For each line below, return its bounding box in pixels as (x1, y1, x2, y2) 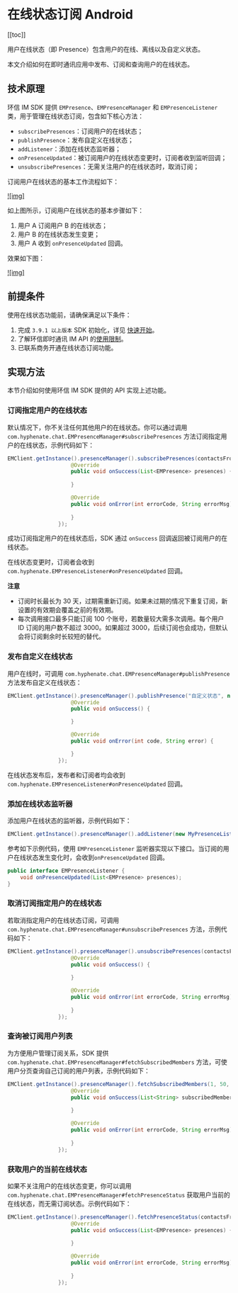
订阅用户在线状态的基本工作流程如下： (7, 177, 119, 186)
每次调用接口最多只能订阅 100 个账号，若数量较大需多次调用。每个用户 (17, 614, 225, 623)
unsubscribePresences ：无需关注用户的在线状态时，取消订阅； (17, 162, 200, 171)
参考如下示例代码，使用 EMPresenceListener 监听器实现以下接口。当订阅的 (7, 844, 223, 852)
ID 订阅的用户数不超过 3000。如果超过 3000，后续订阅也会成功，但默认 (17, 623, 228, 632)
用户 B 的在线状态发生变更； (17, 230, 101, 238)
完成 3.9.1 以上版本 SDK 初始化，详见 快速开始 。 (17, 325, 159, 334)
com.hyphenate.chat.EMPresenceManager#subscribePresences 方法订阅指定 (7, 431, 221, 440)
